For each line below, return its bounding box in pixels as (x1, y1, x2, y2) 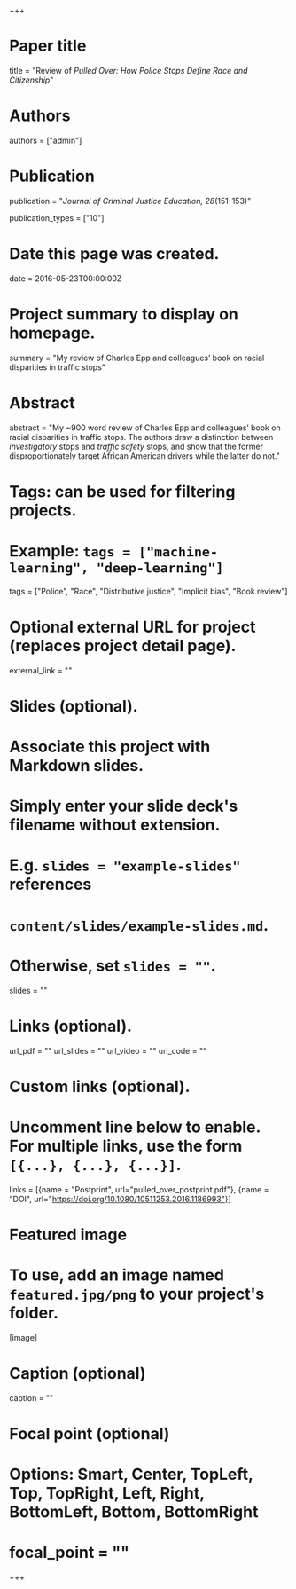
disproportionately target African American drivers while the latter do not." (9, 450, 281, 461)
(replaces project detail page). (9, 635, 237, 656)
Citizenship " (9, 75, 54, 85)
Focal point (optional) (9, 1423, 170, 1443)
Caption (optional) (9, 1363, 146, 1383)
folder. (9, 1303, 59, 1323)
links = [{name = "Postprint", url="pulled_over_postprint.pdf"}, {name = (9, 1184, 269, 1194)
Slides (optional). (9, 696, 139, 716)
